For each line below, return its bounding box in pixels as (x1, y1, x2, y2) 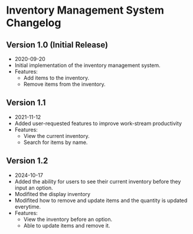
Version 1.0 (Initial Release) (6, 40, 108, 50)
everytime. (14, 203, 41, 210)
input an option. (14, 184, 53, 191)
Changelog (6, 16, 61, 30)
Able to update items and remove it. (23, 222, 110, 229)
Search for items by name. (23, 139, 88, 146)
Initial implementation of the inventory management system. (14, 62, 161, 69)
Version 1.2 (6, 156, 48, 166)
